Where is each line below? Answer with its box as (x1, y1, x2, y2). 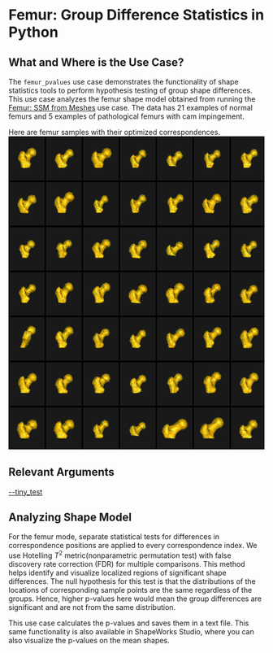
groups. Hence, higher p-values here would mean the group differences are (8, 594, 262, 603)
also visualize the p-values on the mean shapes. (8, 636, 170, 645)
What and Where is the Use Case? (8, 55, 184, 69)
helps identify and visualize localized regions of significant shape (8, 568, 227, 577)
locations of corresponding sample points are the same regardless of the (8, 586, 253, 594)
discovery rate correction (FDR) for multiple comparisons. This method (8, 559, 245, 568)
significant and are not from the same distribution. (8, 603, 176, 612)
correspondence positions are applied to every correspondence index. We (8, 541, 258, 551)
